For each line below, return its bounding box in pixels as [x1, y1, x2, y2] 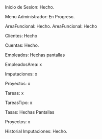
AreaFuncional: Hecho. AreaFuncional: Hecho [5, 23, 97, 29]
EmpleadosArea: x [5, 62, 42, 67]
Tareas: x [5, 90, 24, 96]
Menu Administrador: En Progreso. [5, 14, 75, 19]
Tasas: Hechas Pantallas [5, 109, 55, 115]
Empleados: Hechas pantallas [5, 52, 65, 58]
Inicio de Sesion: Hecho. [5, 4, 54, 10]
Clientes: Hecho [5, 33, 38, 38]
